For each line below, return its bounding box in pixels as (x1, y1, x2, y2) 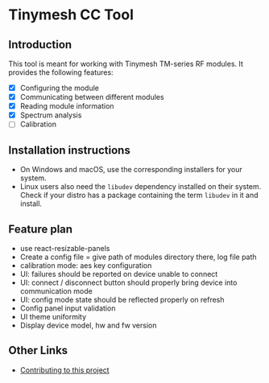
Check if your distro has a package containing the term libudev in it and (19, 191, 259, 200)
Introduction (8, 38, 72, 51)
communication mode (19, 286, 93, 295)
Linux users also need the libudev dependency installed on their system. (19, 182, 262, 191)
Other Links (8, 344, 68, 357)
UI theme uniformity (19, 311, 87, 321)
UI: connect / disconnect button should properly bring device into (19, 278, 238, 287)
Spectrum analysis (19, 110, 82, 120)
